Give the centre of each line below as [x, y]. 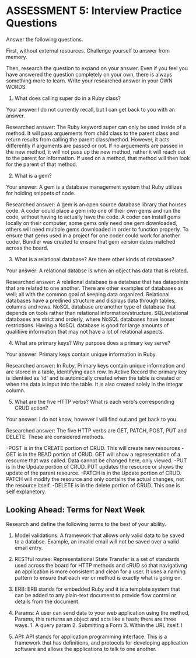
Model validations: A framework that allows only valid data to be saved [99, 535]
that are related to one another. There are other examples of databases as [95, 288]
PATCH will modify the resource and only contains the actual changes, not [95, 479]
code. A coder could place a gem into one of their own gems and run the [93, 210]
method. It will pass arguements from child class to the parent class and [92, 133]
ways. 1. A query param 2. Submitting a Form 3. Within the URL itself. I [98, 625]
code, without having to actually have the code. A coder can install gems [93, 217]
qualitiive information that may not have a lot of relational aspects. [85, 331]
